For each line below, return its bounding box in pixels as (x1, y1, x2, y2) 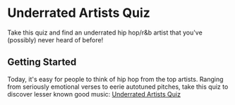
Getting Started (7, 56, 77, 68)
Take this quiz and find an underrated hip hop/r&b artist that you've (7, 28, 203, 37)
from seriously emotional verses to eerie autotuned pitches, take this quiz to (7, 82, 229, 91)
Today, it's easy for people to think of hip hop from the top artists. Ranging (7, 75, 224, 83)
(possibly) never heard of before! (7, 35, 104, 44)
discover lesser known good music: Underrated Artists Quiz (7, 89, 181, 98)
